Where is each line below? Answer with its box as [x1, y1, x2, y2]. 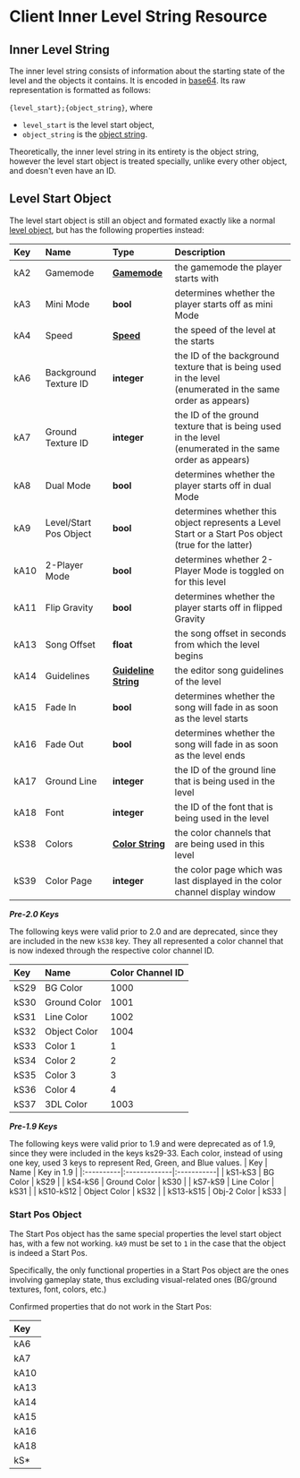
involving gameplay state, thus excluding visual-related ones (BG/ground [9, 1275, 278, 1285]
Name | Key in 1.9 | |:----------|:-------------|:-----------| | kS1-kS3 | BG [9, 1166, 275, 1177]
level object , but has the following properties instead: [9, 224, 204, 235]
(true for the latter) [174, 538, 253, 551]
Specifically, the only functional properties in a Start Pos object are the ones [9, 1265, 289, 1276]
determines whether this [174, 504, 277, 517]
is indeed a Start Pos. [9, 1248, 87, 1259]
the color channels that [174, 826, 271, 838]
